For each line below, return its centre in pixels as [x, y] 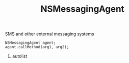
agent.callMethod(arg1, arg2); [37, 47]
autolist [20, 56]
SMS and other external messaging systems [50, 34]
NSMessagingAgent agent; [30, 43]
